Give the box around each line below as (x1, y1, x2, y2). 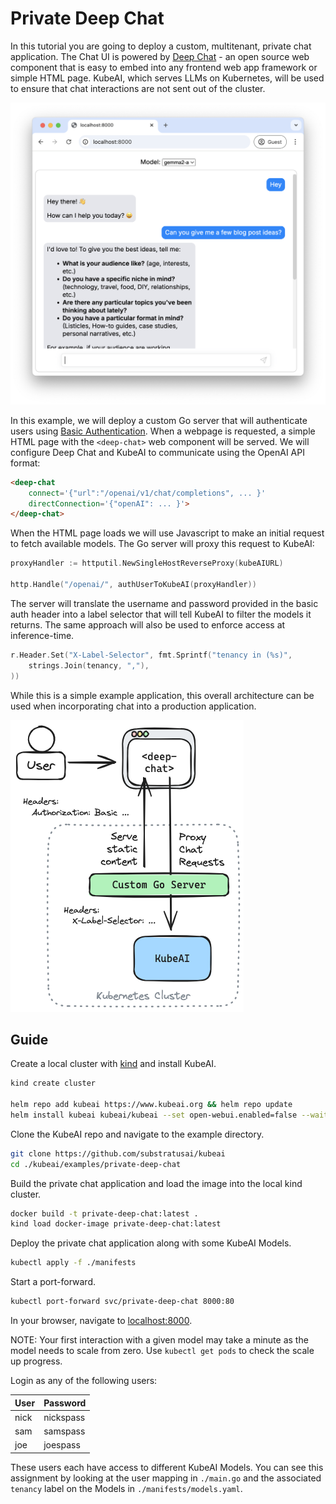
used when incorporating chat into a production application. (10, 700, 257, 712)
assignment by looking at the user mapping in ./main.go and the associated (10, 1472, 322, 1484)
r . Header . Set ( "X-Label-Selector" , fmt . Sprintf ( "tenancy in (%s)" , (10, 650, 293, 660)
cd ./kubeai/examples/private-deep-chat (10, 1159, 182, 1169)
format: (10, 457, 41, 469)
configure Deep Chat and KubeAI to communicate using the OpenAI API (10, 446, 305, 458)
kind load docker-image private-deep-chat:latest (10, 1219, 222, 1229)
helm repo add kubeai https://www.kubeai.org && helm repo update (10, 1100, 293, 1110)
